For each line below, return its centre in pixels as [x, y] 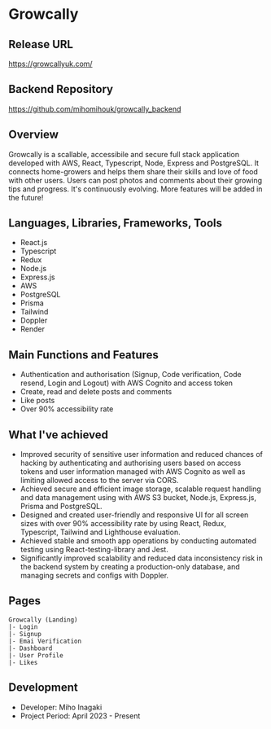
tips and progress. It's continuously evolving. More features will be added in [135, 189]
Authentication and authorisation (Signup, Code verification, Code [131, 375]
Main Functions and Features [83, 355]
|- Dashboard [31, 648]
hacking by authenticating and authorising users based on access [131, 463]
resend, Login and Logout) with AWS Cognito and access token [127, 383]
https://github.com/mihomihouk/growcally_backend [95, 109]
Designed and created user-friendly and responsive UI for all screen [134, 515]
